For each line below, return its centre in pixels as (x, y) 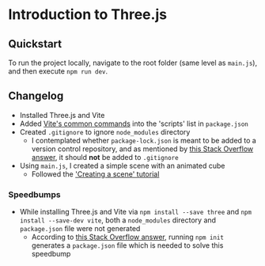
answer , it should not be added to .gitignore (105, 157)
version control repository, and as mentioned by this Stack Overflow (142, 149)
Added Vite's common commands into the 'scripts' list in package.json (134, 123)
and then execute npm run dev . (58, 71)
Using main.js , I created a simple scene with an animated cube (122, 165)
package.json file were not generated (80, 229)
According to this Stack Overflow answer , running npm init (127, 237)
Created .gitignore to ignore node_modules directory (105, 131)
